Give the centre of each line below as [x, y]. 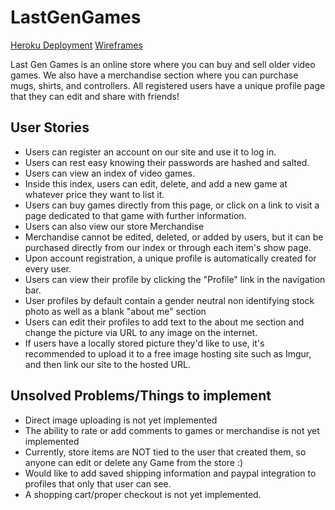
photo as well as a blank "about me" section [115, 311]
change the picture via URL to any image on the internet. [141, 332]
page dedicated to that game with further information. [135, 215]
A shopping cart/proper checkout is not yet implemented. [143, 494]
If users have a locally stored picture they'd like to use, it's [144, 343]
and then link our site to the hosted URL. [107, 364]
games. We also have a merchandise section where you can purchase [154, 75]
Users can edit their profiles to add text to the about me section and [164, 322]
